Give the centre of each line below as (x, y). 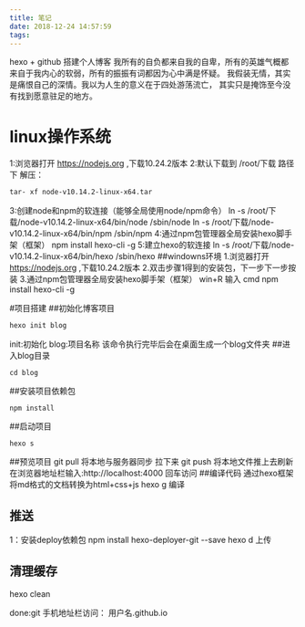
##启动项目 (30, 426)
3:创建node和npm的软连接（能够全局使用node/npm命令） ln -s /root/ (139, 211)
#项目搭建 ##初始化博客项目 (62, 308)
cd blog (24, 373)
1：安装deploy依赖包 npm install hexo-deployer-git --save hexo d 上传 (141, 539)
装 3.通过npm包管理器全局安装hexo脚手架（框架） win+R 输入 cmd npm (144, 279)
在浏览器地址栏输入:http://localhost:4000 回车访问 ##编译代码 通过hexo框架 (152, 473)
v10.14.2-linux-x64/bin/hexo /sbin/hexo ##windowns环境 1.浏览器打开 (140, 256)
